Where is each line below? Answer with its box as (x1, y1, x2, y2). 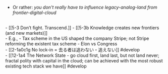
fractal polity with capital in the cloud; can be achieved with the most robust (5, 58, 163, 63)
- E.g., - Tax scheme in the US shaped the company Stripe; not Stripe (5, 35, 149, 41)
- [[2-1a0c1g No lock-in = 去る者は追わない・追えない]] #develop (5, 47, 140, 52)
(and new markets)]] (5, 30, 48, 36)
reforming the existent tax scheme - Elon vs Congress (5, 41, 118, 47)
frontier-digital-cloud (12, 10, 57, 16)
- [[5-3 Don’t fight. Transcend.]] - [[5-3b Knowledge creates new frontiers (5, 25, 159, 31)
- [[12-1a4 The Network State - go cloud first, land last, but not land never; (5, 52, 160, 58)
